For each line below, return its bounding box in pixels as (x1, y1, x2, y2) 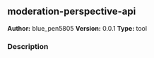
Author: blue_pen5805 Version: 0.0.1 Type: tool (7, 24, 147, 32)
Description (7, 41, 49, 51)
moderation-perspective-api (7, 6, 136, 17)
